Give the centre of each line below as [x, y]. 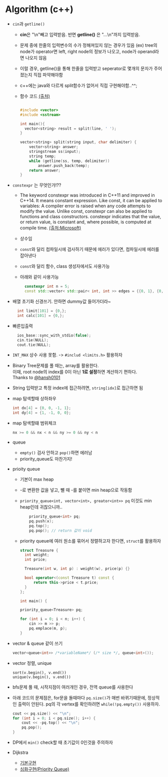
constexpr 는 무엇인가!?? [37, 185]
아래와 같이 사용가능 [39, 277]
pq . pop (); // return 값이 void [61, 531]
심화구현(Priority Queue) [44, 769]
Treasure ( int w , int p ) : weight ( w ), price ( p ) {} [77, 569]
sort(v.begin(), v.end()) [39, 672]
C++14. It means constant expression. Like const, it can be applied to [91, 201]
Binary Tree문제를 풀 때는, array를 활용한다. [55, 366]
